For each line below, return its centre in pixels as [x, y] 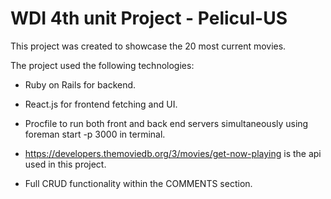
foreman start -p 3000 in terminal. [95, 134]
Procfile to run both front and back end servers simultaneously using [166, 123]
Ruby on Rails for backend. [80, 84]
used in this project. [65, 164]
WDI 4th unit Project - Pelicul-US [149, 18]
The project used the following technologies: [102, 65]
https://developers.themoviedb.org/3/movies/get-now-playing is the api [173, 153]
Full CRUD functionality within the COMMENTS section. [138, 183]
